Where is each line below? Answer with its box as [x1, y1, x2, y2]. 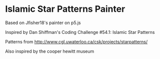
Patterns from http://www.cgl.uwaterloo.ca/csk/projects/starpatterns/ [5, 38, 148, 45]
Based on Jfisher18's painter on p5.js [5, 20, 81, 26]
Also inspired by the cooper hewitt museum [5, 48, 94, 54]
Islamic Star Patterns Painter [5, 3, 125, 15]
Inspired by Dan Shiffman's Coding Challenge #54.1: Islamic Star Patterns [5, 29, 155, 35]
